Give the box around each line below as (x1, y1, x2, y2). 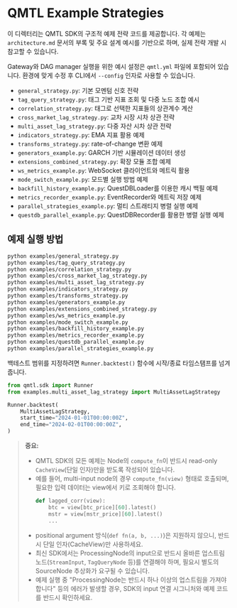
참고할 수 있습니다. (7, 47, 59, 55)
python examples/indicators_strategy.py (7, 286, 129, 293)
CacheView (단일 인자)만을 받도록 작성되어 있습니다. (35, 465, 175, 474)
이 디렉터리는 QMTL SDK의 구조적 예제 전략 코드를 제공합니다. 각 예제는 (7, 29, 206, 38)
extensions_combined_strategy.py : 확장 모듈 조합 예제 (17, 157, 172, 165)
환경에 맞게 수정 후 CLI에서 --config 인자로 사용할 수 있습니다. (22, 71, 195, 80)
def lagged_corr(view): (35, 497, 106, 504)
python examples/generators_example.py (7, 298, 126, 306)
